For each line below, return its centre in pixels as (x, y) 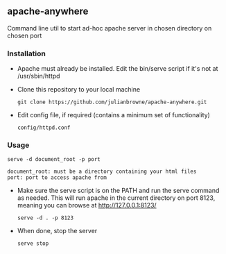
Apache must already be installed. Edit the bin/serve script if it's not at (118, 69)
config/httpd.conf (44, 128)
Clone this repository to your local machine (79, 90)
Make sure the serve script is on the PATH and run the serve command (118, 191)
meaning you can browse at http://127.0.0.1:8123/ (87, 205)
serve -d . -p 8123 (45, 218)
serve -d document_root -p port (54, 160)
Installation (27, 53)
